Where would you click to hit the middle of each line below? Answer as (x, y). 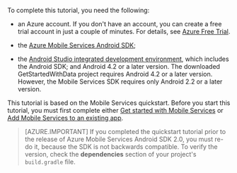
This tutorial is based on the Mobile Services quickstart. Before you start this (119, 103)
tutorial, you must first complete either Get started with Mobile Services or (116, 110)
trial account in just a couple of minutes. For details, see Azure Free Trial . (124, 32)
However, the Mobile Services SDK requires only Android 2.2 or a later (120, 82)
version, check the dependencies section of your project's (110, 154)
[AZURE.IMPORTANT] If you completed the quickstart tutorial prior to (125, 132)
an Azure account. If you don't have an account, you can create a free (120, 24)
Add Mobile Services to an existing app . (65, 118)
